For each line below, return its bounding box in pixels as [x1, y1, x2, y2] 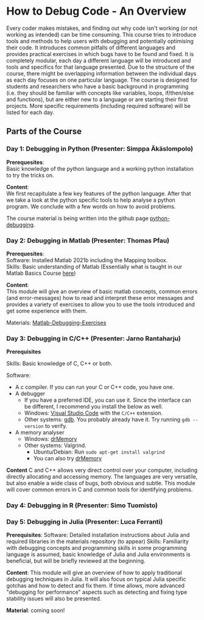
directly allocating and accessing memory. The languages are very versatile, [6, 473, 198, 480]
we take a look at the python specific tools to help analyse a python [6, 196, 175, 204]
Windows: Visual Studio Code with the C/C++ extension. [24, 410, 163, 417]
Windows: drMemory [24, 435, 77, 443]
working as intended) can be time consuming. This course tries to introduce [6, 30, 197, 38]
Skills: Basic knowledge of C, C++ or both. [6, 360, 113, 367]
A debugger [15, 390, 46, 397]
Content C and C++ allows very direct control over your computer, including [6, 466, 198, 474]
